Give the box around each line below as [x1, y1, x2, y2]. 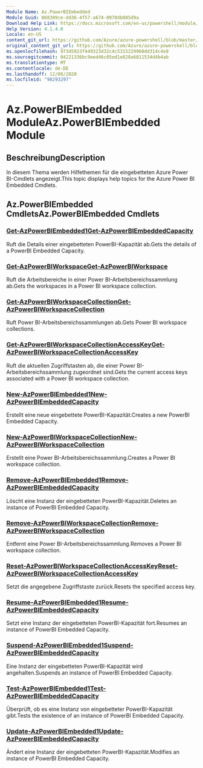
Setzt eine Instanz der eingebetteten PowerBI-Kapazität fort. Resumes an [6, 619, 187, 627]
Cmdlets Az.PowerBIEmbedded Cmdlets [6, 209, 160, 219]
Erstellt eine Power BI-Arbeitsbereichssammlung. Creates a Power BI [6, 454, 176, 462]
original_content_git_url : [6, 43, 74, 49]
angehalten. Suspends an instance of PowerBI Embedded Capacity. [6, 669, 173, 676]
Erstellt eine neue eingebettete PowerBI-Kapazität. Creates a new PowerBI [6, 411, 190, 419]
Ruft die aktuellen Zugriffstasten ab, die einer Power [6, 362, 136, 369]
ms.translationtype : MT [6, 59, 66, 66]
